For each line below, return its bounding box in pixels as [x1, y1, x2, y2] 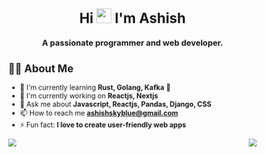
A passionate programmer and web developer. [42, 38, 223, 49]
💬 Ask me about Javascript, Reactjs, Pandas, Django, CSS [19, 99, 212, 109]
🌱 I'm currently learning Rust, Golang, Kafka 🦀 [19, 83, 171, 92]
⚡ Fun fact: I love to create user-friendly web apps [19, 120, 187, 129]
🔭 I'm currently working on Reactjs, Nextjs [19, 90, 159, 100]
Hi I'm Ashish [79, 9, 186, 28]
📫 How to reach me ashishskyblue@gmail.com [19, 108, 179, 117]
